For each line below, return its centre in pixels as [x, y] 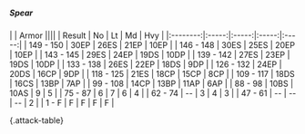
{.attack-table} [36, 120]
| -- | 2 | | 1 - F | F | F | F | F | [62, 102]
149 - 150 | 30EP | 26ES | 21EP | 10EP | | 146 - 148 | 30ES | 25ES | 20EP [162, 44]
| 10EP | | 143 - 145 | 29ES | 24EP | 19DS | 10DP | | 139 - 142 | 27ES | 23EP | [150, 54]
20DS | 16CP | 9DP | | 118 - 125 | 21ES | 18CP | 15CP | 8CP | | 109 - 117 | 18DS [152, 73]
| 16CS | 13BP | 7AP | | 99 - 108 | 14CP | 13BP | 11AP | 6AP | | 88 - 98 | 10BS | [152, 83]
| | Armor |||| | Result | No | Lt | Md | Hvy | [87, 35]
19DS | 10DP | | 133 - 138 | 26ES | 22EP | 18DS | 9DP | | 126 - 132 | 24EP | [146, 64]
